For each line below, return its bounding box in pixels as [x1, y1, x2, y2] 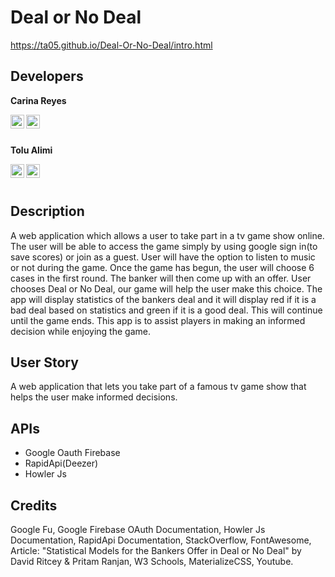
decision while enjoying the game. [10, 325, 151, 337]
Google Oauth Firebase [24, 447, 121, 459]
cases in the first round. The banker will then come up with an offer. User [10, 272, 312, 284]
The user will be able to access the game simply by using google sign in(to [10, 240, 318, 252]
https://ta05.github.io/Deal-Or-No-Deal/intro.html [10, 39, 213, 51]
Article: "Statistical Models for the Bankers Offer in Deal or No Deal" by [10, 545, 302, 556]
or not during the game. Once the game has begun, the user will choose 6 [10, 261, 315, 273]
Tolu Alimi [10, 144, 53, 156]
